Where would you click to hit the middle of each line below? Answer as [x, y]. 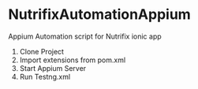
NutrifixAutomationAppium [99, 15]
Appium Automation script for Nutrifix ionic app [85, 36]
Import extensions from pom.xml [73, 60]
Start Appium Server [53, 68]
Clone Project [42, 51]
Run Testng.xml [45, 76]
